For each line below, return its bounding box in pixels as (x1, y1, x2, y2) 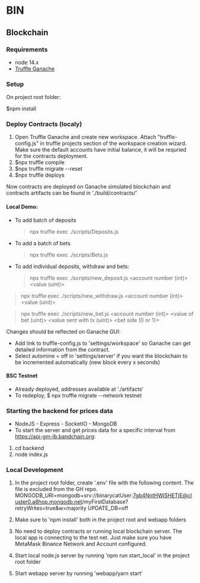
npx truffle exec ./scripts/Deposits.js (29, 228, 119, 235)
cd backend (14, 445, 45, 452)
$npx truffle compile (14, 159, 65, 166)
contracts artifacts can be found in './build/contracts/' (6, 189, 137, 197)
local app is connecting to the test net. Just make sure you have (14, 534, 172, 541)
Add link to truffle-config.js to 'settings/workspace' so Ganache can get (14, 340, 191, 347)
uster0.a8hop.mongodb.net (14, 498, 82, 505)
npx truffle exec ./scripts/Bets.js (29, 251, 108, 258)
